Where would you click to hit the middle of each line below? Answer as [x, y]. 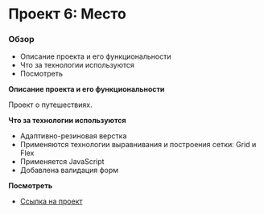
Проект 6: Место [67, 14]
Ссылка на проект [51, 201]
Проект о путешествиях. [50, 105]
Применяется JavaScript [62, 162]
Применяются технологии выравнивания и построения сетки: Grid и [138, 145]
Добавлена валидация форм [69, 171]
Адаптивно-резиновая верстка [73, 136]
